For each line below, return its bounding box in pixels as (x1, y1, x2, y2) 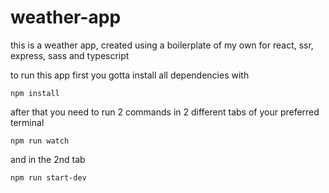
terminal (10, 116, 45, 128)
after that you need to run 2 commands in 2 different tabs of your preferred (10, 106, 320, 118)
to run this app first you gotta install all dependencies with (10, 69, 250, 81)
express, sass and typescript (10, 49, 130, 61)
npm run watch (10, 136, 70, 146)
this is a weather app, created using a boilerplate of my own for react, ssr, (10, 39, 314, 51)
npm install (10, 88, 60, 98)
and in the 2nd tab (10, 153, 86, 165)
